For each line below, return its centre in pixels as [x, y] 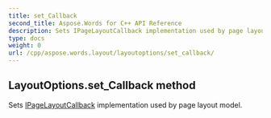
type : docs [27, 38]
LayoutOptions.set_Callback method [102, 85]
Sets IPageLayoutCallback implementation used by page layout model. [125, 104]
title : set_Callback [43, 16]
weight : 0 [25, 46]
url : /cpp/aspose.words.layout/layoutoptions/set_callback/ [112, 53]
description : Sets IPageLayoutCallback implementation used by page [126, 31]
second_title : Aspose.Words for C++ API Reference [95, 23]
